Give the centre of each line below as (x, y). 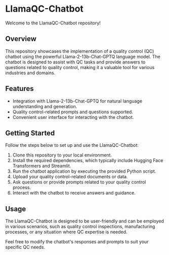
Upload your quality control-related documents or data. (70, 177)
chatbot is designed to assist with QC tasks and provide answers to (75, 62)
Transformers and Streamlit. (42, 166)
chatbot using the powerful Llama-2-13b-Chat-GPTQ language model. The (83, 56)
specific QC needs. (25, 247)
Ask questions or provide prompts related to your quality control (79, 182)
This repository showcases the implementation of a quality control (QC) (80, 51)
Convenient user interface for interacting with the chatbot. (73, 117)
